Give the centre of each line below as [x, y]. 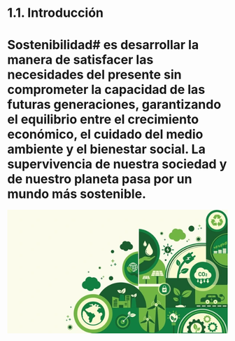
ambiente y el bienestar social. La [107, 149]
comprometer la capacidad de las [106, 90]
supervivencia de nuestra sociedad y [117, 165]
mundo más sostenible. [77, 194]
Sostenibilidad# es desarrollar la [103, 45]
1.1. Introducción [55, 13]
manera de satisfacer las [80, 60]
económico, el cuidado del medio [105, 134]
